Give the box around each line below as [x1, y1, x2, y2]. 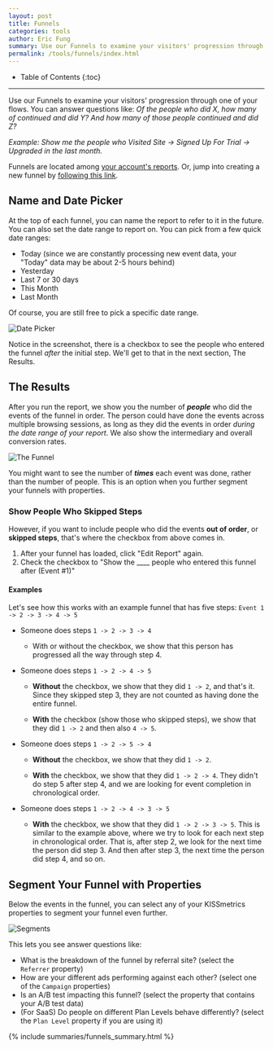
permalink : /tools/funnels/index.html [8, 50, 140, 58]
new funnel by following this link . [8, 170, 119, 180]
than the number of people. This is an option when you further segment [8, 476, 248, 486]
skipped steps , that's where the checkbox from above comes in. [8, 533, 225, 542]
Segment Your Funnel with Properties [8, 877, 201, 892]
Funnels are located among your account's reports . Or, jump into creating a [8, 162, 260, 171]
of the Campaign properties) [19, 981, 111, 990]
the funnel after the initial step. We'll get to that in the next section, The [8, 348, 246, 358]
